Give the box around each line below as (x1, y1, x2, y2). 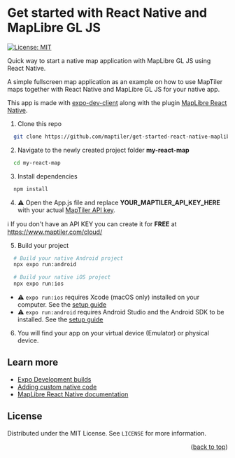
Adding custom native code (17, 382, 97, 391)
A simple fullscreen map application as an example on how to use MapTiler (7, 77, 223, 85)
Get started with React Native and (7, 5, 208, 21)
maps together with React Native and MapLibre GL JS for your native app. (7, 85, 220, 93)
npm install (13, 186, 49, 193)
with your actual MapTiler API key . (17, 205, 115, 214)
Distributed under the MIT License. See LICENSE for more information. (7, 429, 206, 437)
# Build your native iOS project (13, 274, 111, 281)
